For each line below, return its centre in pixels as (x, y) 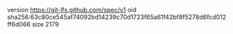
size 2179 (46, 24)
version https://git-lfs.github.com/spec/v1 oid (72, 10)
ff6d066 (19, 24)
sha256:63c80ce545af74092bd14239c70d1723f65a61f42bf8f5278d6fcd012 (117, 17)
